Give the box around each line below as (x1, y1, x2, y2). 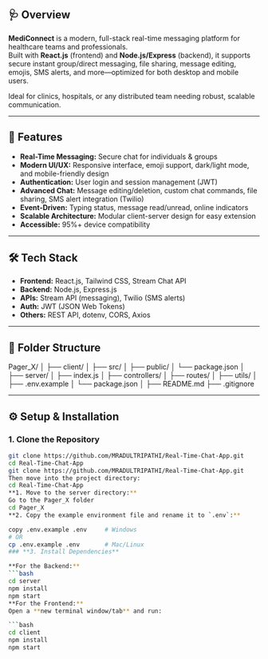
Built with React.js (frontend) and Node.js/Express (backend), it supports (8, 50, 251, 60)
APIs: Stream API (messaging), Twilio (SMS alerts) (19, 293, 186, 303)
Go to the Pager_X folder (8, 496, 94, 505)
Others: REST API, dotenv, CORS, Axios (19, 310, 151, 320)
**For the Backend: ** (8, 562, 81, 570)
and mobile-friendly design (19, 169, 109, 178)
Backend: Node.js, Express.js (19, 284, 117, 295)
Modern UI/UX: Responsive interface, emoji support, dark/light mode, (19, 160, 250, 169)
